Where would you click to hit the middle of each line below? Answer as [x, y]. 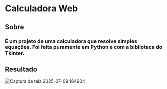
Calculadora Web [42, 9]
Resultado [21, 69]
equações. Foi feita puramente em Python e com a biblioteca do [84, 47]
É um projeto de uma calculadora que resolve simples [71, 41]
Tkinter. [15, 53]
